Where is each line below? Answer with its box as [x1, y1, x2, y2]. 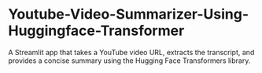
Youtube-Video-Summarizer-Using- [8, 5, 249, 23]
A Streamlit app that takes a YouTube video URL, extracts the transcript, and [8, 47, 255, 57]
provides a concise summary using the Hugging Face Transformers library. [8, 56, 251, 65]
